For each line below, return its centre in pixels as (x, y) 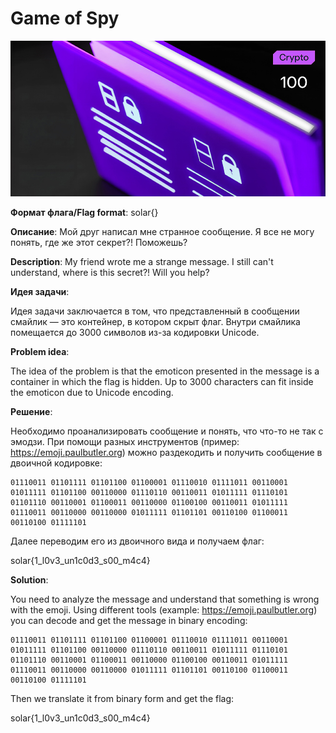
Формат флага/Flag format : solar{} (84, 212)
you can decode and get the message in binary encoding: (129, 620)
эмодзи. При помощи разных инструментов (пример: (125, 441)
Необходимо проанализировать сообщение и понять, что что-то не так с (167, 431)
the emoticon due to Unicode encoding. (92, 392)
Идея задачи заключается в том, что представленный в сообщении (155, 311)
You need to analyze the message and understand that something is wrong (165, 599)
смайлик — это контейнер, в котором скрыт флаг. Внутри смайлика (155, 321)
